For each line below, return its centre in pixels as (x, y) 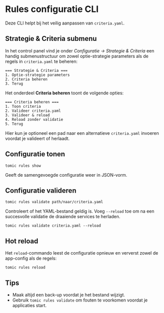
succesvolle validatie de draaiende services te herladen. (63, 217)
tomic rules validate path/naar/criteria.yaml (54, 202)
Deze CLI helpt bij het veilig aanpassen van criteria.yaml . (65, 23)
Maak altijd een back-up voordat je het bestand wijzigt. (69, 295)
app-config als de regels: (31, 259)
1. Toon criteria (23, 106)
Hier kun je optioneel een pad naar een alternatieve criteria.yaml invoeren (82, 133)
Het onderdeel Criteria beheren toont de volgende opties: (64, 93)
